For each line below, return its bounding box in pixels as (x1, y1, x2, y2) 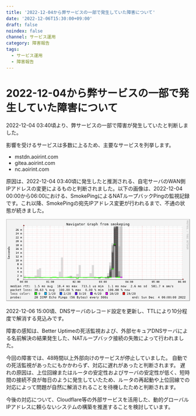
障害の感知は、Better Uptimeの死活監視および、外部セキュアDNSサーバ (6, 327, 178, 334)
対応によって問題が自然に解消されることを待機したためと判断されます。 (6, 383, 179, 390)
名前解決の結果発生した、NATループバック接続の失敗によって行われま (10, 334, 179, 342)
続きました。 (16, 207, 47, 214)
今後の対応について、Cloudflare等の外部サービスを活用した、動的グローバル (6, 396, 190, 403)
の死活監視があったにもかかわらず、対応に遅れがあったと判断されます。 (6, 362, 179, 369)
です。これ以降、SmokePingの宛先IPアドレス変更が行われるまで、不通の (6, 200, 180, 207)
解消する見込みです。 (16, 315, 67, 322)
